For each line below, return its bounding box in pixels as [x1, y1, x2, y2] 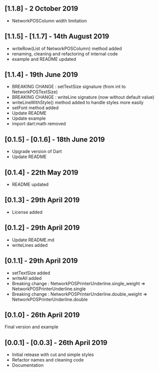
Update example [11, 115, 46, 122]
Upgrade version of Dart [11, 149, 62, 155]
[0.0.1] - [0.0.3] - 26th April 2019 [4, 338, 108, 347]
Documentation [11, 362, 44, 369]
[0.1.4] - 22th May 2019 [4, 168, 78, 177]
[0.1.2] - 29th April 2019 [4, 223, 80, 232]
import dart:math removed [11, 121, 66, 127]
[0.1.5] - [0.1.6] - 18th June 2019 [4, 135, 105, 144]
